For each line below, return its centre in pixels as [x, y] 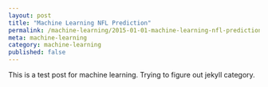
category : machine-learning [55, 45]
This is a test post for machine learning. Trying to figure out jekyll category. [132, 75]
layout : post [30, 15]
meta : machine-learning [48, 38]
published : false [37, 52]
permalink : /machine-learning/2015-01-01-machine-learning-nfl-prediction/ [137, 30]
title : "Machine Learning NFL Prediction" [80, 23]
